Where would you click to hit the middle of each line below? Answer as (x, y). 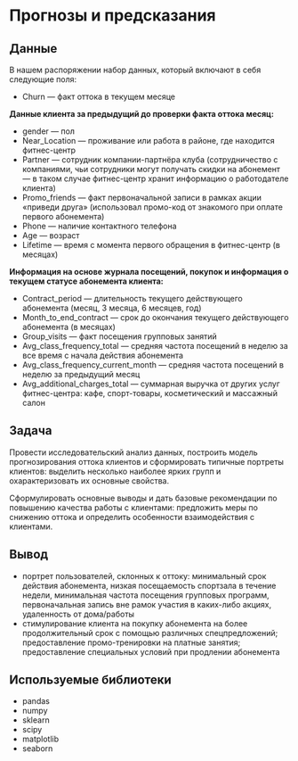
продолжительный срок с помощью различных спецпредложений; (150, 633)
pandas (36, 701)
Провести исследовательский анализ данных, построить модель (133, 452)
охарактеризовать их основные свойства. (89, 480)
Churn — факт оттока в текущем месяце (99, 96)
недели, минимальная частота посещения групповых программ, (145, 595)
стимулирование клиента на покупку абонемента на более (135, 623)
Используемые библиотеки (90, 680)
